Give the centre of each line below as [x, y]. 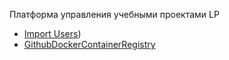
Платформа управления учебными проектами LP [114, 14]
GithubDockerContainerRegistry [89, 44]
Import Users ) [52, 33]
